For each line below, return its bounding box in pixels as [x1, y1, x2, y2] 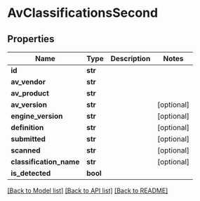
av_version [11, 100, 48, 110]
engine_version [11, 111, 63, 121]
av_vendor [11, 77, 46, 86]
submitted [11, 134, 46, 143]
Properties [7, 33, 55, 45]
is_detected [11, 169, 51, 178]
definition [11, 123, 44, 132]
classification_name [11, 157, 80, 167]
